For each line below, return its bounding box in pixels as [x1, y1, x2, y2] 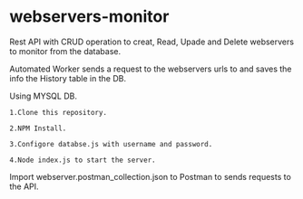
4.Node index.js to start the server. [9, 156, 156, 165]
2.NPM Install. [9, 124, 67, 133]
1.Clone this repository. [9, 108, 107, 117]
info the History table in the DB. [9, 72, 127, 83]
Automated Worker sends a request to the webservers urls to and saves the [9, 63, 292, 74]
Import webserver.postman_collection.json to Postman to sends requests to [9, 171, 292, 182]
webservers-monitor [9, 6, 170, 27]
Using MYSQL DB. [9, 90, 77, 101]
